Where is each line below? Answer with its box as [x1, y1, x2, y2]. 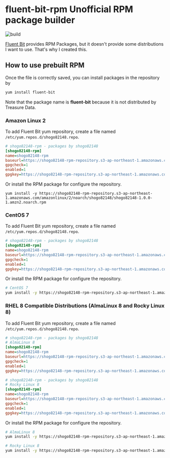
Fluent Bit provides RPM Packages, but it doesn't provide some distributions [5, 41, 164, 47]
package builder [5, 14, 75, 26]
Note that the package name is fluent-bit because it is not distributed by [5, 99, 157, 105]
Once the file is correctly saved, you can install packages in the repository [5, 75, 160, 81]
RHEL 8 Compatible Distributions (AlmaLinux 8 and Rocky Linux [5, 302, 165, 309]
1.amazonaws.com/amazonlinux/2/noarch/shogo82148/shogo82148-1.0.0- [5, 195, 153, 201]
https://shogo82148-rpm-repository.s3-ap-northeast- [39, 191, 153, 196]
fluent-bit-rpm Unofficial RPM [5, 4, 133, 15]
